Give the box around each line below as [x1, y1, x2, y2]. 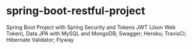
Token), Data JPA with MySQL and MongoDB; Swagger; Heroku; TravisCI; [6, 30, 187, 37]
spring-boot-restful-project [6, 4, 146, 18]
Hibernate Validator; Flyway [6, 36, 74, 43]
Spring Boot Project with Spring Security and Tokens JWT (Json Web [6, 24, 176, 31]
